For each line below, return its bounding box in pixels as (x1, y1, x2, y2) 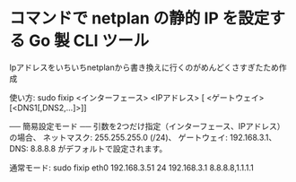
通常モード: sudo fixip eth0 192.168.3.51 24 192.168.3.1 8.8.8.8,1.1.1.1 (9, 162, 254, 173)
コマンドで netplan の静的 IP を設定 (9, 8, 270, 29)
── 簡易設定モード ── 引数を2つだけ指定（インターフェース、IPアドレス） (9, 120, 285, 131)
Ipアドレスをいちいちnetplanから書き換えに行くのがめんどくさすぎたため (9, 62, 280, 73)
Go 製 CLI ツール (28, 30, 150, 51)
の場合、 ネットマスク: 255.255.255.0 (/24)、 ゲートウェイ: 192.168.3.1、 (9, 132, 277, 143)
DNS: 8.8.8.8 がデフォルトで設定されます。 (9, 143, 168, 153)
